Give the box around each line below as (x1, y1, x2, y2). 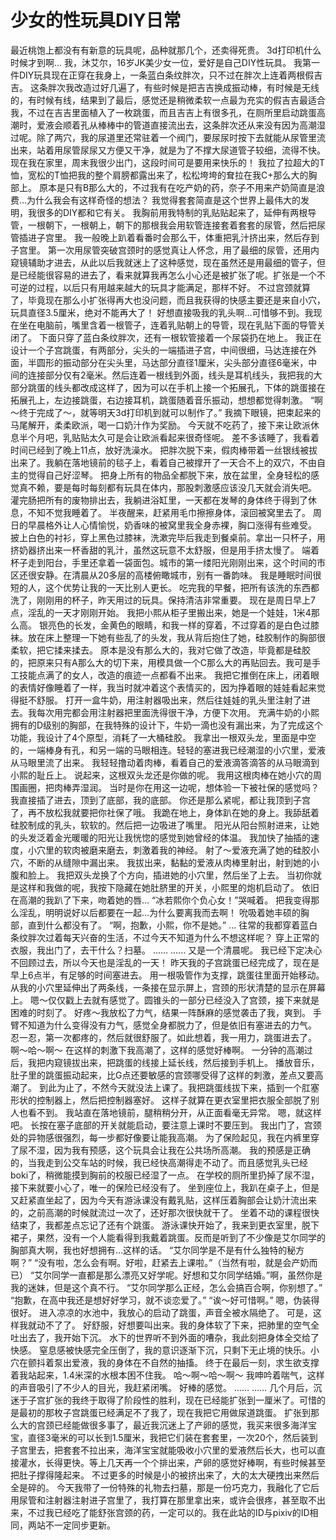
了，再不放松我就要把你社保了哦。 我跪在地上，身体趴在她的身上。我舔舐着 (10, 806, 320, 818)
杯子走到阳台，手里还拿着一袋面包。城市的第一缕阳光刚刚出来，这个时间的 (10, 556, 317, 568)
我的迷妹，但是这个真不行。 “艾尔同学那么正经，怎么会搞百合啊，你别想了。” (10, 1281, 323, 1293)
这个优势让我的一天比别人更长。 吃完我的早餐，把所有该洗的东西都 (44, 581, 320, 593)
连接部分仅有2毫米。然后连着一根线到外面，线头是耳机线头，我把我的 (27, 369, 314, 381)
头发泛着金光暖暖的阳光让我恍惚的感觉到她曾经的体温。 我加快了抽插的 (18, 831, 311, 843)
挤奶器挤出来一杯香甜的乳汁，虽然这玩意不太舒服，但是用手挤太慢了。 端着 (10, 544, 320, 556)
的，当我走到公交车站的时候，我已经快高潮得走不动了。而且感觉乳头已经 (10, 1156, 308, 1168)
